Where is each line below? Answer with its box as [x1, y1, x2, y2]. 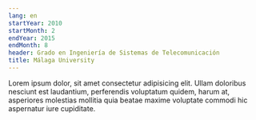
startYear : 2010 [8, 19, 62, 27]
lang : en [8, 11, 38, 20]
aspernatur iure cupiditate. [8, 103, 96, 113]
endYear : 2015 [8, 34, 56, 42]
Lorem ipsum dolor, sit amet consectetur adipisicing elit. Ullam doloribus [8, 78, 246, 88]
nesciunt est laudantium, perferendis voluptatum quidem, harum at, [8, 86, 230, 96]
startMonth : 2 [8, 26, 56, 34]
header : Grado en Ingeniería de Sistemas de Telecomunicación [8, 49, 220, 57]
